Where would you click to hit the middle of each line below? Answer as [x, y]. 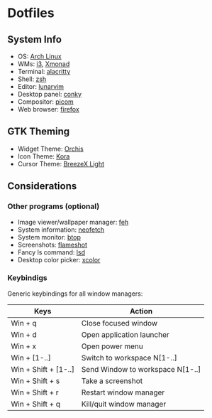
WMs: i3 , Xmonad [44, 64]
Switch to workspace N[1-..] [129, 358]
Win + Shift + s [35, 380]
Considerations [42, 186]
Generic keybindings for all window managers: [75, 294]
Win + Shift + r [35, 392]
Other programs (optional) [54, 206]
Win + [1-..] [31, 358]
